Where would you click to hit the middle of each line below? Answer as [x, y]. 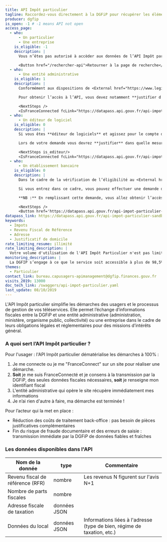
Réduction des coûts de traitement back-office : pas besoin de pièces [84, 420]
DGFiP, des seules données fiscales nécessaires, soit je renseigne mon [85, 380]
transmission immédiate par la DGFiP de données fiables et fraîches [82, 436]
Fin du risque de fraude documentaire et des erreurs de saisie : [77, 431]
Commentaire [122, 465]
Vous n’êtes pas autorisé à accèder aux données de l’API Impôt [86, 56]
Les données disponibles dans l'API [49, 449]
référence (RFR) [26, 483]
